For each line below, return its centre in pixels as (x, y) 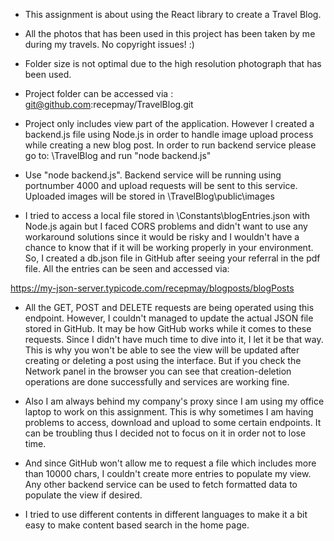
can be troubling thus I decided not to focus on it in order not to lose (165, 433)
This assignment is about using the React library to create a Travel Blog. (173, 14)
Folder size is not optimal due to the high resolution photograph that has (173, 63)
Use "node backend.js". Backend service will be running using (153, 175)
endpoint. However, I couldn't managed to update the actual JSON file (169, 318)
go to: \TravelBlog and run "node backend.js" (118, 155)
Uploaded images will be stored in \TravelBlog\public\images (149, 196)
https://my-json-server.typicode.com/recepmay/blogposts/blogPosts (152, 288)
